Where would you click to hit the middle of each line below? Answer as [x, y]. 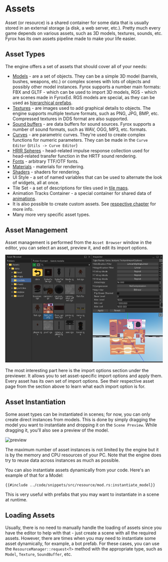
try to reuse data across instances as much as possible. [62, 460]
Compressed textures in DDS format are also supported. [70, 119]
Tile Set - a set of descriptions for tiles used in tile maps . [70, 188]
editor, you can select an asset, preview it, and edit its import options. [77, 247]
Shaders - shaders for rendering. [46, 172]
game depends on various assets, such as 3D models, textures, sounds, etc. [84, 33]
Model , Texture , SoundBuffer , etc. [39, 554]
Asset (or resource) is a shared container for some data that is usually [77, 23]
